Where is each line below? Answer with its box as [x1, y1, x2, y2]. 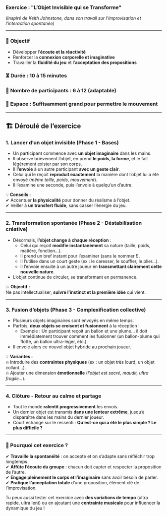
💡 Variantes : [5, 354, 33, 360]
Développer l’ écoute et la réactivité [12, 49, 86, 55]
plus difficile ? [12, 425, 43, 431]
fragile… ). [5, 376, 26, 382]
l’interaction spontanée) [5, 20, 55, 26]
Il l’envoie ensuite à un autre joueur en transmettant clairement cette [20, 263, 162, 269]
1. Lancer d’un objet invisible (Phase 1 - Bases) [5, 139, 119, 146]
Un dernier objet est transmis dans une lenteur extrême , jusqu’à [12, 409, 145, 415]
